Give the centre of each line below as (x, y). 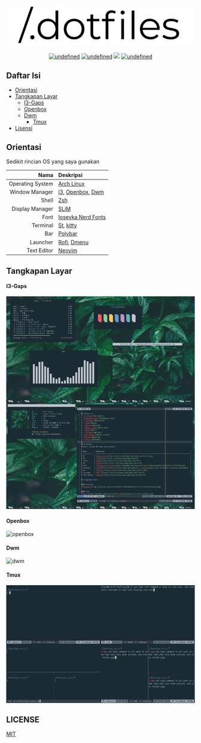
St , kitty (68, 225)
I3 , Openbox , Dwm (81, 192)
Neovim (68, 250)
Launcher (42, 242)
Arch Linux (71, 184)
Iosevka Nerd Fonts (82, 217)
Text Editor (40, 250)
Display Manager (33, 209)
